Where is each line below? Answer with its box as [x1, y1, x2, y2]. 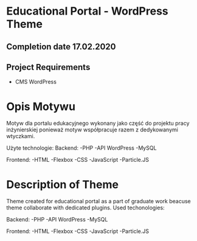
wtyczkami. [6, 133, 35, 140]
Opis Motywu [6, 99, 76, 113]
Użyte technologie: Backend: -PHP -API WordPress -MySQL [6, 144, 157, 152]
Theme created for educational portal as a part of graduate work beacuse [6, 198, 191, 205]
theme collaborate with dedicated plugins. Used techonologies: [6, 204, 165, 211]
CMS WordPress [15, 78, 57, 86]
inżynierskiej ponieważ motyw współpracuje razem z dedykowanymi [6, 126, 178, 133]
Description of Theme [6, 178, 119, 191]
